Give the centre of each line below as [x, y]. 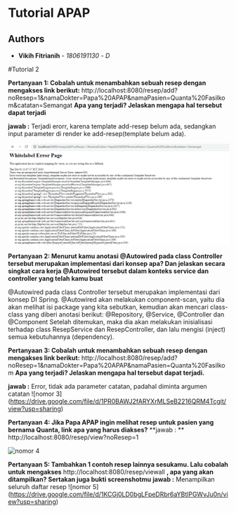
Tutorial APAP [49, 13]
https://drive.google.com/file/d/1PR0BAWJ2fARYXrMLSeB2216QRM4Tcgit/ [118, 401]
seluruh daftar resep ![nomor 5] [53, 486]
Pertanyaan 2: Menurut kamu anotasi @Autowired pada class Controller [116, 256]
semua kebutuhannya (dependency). [61, 337]
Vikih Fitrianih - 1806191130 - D [64, 55]
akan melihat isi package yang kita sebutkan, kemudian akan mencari [109, 307]
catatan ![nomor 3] [35, 394]
